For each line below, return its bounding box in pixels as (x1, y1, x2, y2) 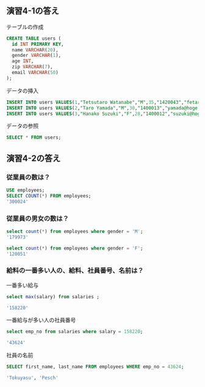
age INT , (12, 58, 34, 64)
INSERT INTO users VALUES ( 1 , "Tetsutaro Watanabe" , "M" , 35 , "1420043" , (6, 99, 184, 105)
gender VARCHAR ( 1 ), (12, 53, 62, 59)
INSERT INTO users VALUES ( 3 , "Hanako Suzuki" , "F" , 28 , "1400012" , (6, 111, 171, 117)
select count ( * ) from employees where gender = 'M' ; (6, 228, 143, 234)
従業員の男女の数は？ (6, 214, 69, 223)
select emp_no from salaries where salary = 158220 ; (6, 329, 143, 335)
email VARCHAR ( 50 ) (12, 70, 59, 76)
